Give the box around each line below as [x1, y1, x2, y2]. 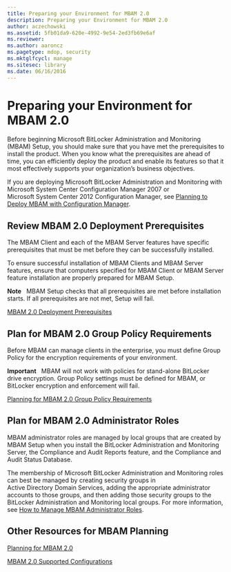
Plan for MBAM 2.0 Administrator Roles [7, 415, 179, 427]
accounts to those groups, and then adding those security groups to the [7, 490, 212, 499]
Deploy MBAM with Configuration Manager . [7, 200, 131, 208]
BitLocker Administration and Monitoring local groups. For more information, [7, 498, 223, 506]
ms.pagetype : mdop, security [7, 49, 91, 56]
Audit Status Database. [7, 455, 72, 464]
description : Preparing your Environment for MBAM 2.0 [7, 17, 168, 23]
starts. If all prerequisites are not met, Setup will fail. [7, 294, 155, 303]
